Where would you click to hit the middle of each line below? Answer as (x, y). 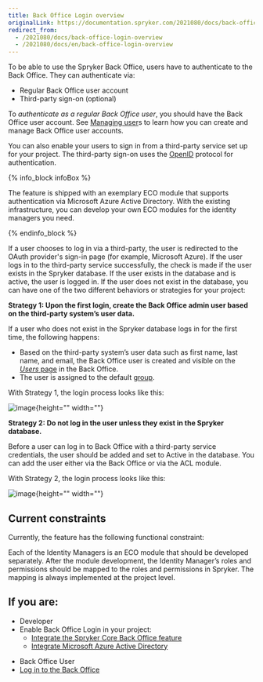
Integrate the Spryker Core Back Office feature (106, 637)
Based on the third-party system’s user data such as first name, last (129, 352)
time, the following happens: (54, 337)
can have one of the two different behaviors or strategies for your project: (127, 290)
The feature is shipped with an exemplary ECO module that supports (119, 193)
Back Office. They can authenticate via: (72, 75)
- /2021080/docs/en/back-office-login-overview (94, 45)
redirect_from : (33, 30)
